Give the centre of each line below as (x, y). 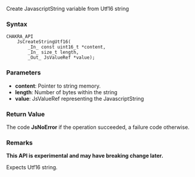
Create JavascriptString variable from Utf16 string (67, 9)
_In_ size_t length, (53, 52)
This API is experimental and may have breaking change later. (85, 156)
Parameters (23, 73)
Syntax (17, 24)
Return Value (25, 114)
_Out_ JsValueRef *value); (61, 58)
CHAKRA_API (20, 37)
